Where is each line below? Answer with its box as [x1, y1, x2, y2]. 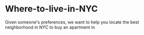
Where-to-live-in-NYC [5, 3, 98, 14]
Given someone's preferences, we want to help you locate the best [5, 19, 140, 25]
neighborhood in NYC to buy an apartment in [5, 24, 95, 30]
